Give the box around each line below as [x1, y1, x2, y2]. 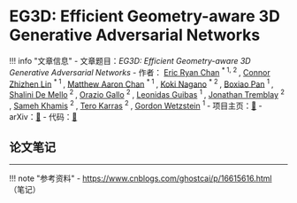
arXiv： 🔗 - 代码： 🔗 [9, 111, 78, 121]
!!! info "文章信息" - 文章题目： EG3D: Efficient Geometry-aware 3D [9, 55, 251, 66]
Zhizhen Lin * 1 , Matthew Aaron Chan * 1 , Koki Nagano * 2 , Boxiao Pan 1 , [9, 77, 274, 90]
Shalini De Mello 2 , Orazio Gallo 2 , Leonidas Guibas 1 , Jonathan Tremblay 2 [9, 88, 286, 99]
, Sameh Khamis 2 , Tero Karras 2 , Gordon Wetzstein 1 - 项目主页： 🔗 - [9, 98, 263, 111]
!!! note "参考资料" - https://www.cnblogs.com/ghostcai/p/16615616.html [9, 173, 272, 183]
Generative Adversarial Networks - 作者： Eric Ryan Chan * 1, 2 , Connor [9, 65, 271, 77]
